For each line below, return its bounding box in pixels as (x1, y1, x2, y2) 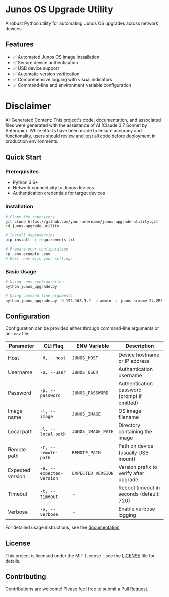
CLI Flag (43, 342, 64, 350)
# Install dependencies (5, 233, 55, 238)
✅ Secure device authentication (12, 59, 78, 65)
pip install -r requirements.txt (5, 237, 75, 243)
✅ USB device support (12, 65, 59, 71)
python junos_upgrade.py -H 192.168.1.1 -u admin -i (5, 298, 118, 303)
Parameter (8, 342, 34, 350)
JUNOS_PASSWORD (72, 390, 109, 396)
